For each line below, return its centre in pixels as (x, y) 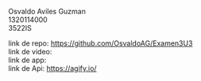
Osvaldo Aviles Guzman (47, 11)
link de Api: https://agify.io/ (52, 68)
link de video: (30, 52)
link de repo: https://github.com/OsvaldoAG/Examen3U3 (100, 43)
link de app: (27, 60)
